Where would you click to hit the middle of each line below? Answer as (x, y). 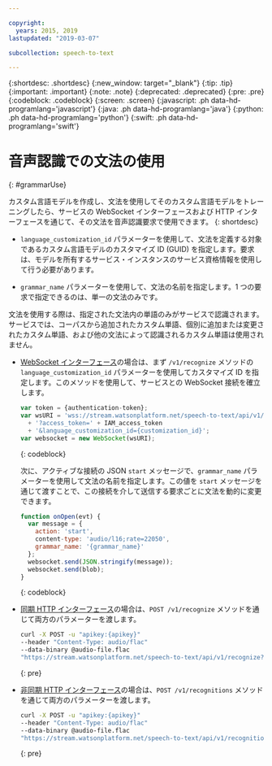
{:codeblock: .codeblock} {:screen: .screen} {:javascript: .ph (109, 100)
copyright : (27, 23)
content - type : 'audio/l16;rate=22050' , (103, 539)
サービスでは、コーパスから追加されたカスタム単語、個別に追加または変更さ (136, 324)
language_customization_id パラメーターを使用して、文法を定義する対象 (141, 239)
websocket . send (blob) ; (66, 569)
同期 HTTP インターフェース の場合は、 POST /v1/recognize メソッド (133, 609)
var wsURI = (40, 416)
